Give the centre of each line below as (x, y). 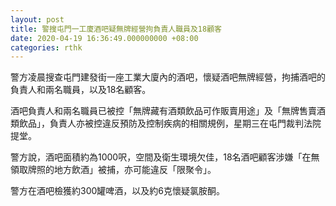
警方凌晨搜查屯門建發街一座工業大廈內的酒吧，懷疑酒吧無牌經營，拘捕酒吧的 (168, 77)
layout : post (37, 19)
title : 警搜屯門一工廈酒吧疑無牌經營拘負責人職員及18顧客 (116, 29)
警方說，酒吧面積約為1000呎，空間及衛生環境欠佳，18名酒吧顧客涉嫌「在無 (165, 157)
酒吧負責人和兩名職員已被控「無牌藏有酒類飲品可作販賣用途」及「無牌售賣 (163, 111)
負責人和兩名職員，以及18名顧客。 (81, 90)
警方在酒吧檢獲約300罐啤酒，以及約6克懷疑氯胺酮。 (117, 191)
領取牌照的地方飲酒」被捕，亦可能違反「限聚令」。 (113, 170)
